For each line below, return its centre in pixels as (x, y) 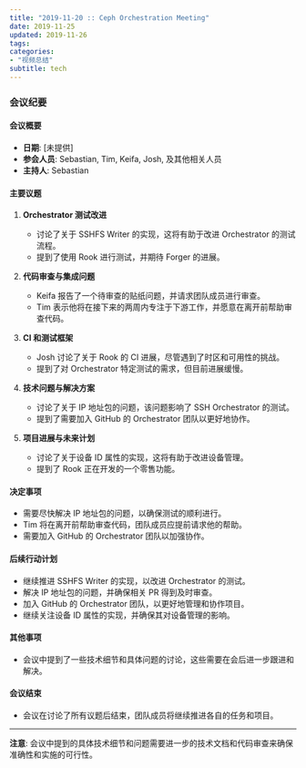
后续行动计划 (33, 558)
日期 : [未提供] (48, 148)
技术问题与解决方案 (59, 388)
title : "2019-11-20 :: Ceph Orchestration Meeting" (109, 18)
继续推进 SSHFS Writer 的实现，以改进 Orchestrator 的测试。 (136, 580)
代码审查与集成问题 (59, 276)
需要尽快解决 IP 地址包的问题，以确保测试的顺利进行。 (124, 513)
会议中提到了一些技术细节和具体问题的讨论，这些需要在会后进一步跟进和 (158, 659)
